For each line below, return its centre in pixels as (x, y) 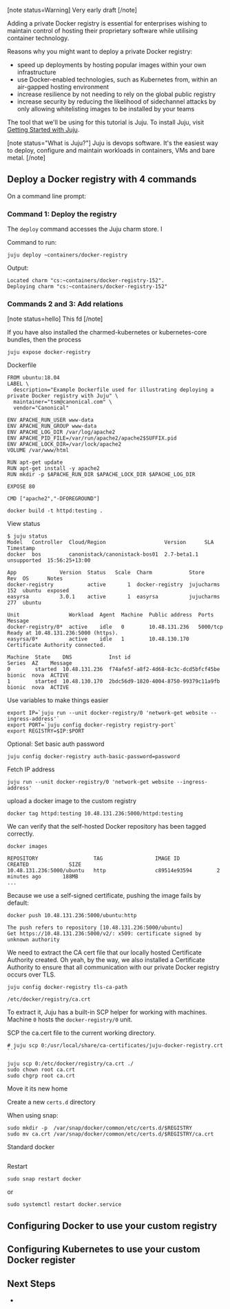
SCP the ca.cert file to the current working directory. (82, 1033)
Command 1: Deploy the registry (62, 214)
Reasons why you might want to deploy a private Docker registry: (100, 51)
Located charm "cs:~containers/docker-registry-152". (86, 281)
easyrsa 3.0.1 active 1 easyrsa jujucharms (114, 597)
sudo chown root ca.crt (41, 1070)
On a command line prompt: (46, 196)
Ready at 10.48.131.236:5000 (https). (63, 633)
